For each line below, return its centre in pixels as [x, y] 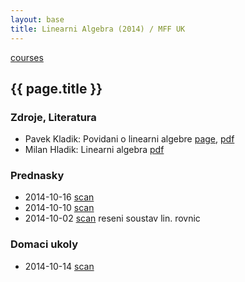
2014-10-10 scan [59, 208]
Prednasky [37, 176]
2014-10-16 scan [59, 197]
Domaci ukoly [44, 244]
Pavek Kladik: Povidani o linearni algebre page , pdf [129, 139]
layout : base [37, 19]
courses [27, 57]
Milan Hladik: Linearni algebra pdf [94, 150]
